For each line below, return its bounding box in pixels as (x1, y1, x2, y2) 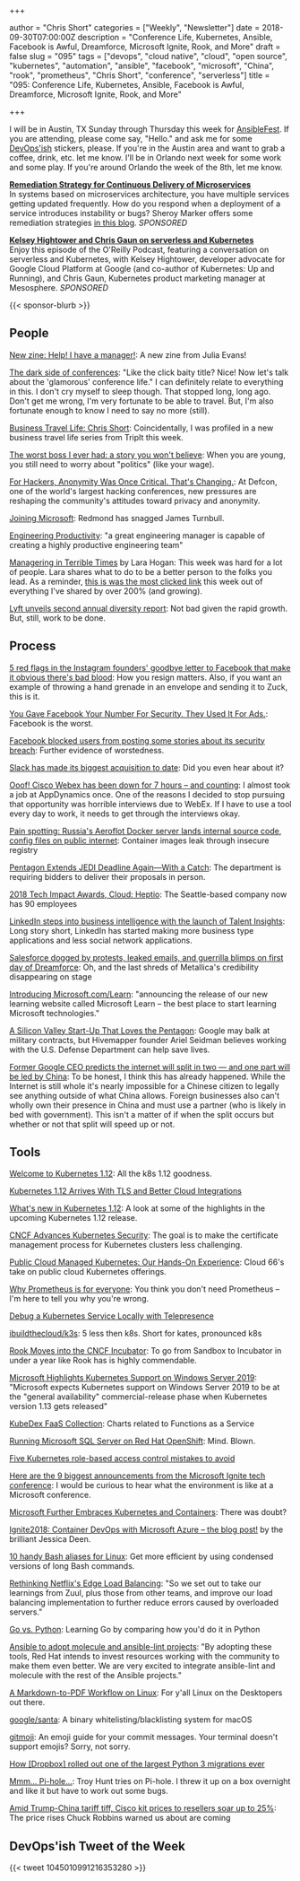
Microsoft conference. (9, 1490, 91, 1501)
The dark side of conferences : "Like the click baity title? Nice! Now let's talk (9, 367, 289, 378)
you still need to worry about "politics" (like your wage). (9, 458, 215, 469)
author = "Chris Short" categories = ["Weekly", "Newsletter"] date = (9, 22, 261, 32)
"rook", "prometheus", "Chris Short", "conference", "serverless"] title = (9, 70, 270, 81)
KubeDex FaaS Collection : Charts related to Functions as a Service (9, 1418, 255, 1429)
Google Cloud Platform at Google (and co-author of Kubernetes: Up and (9, 264, 275, 274)
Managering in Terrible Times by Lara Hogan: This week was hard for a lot (9, 557, 283, 568)
